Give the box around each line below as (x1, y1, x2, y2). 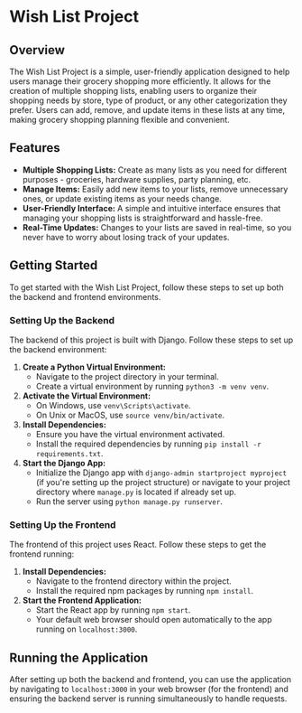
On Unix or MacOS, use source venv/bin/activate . (35, 409, 225, 420)
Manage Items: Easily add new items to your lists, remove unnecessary (22, 183, 288, 194)
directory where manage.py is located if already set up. (35, 486, 237, 497)
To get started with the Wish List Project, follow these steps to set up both (9, 282, 284, 293)
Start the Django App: (22, 457, 106, 468)
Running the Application (9, 650, 149, 665)
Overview (9, 42, 66, 58)
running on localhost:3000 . (35, 624, 138, 634)
